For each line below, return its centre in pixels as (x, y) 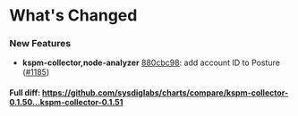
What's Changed (73, 16)
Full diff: (25, 93)
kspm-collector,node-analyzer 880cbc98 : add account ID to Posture (151, 62)
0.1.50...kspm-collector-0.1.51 (66, 103)
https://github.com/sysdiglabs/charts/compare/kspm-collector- (165, 93)
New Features (40, 44)
